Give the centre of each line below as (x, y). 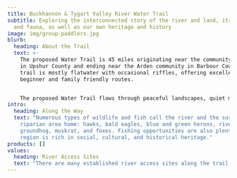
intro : (17, 105)
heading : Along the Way (48, 111)
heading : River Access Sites (56, 157)
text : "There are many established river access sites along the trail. (123, 164)
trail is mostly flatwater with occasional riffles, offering (113, 72)
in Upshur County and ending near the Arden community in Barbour (120, 66)
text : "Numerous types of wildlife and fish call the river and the (116, 118)
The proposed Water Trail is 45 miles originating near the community (126, 60)
